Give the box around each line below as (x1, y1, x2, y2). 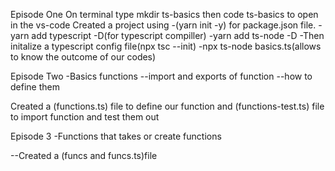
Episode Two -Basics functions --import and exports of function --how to (10, 70, 313, 82)
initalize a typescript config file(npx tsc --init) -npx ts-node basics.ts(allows (10, 40, 322, 52)
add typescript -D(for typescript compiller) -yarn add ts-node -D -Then (31, 30, 325, 41)
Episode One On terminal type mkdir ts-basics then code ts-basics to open (10, 9, 319, 20)
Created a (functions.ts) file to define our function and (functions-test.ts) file (10, 100, 325, 112)
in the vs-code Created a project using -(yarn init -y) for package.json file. (10, 19, 317, 31)
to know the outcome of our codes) (10, 51, 157, 63)
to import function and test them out (10, 111, 160, 123)
